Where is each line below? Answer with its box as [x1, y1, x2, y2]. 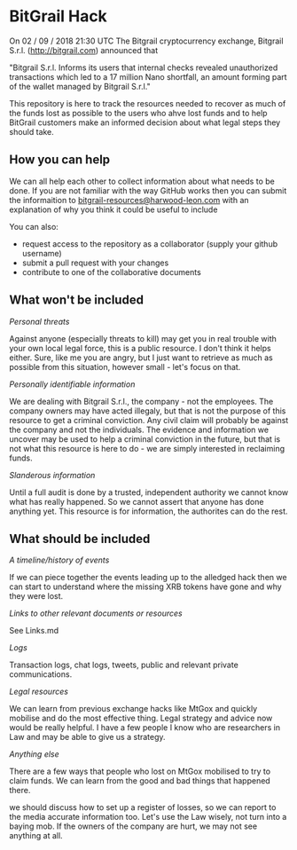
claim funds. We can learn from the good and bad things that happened [9, 775, 270, 786]
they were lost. [9, 591, 64, 602]
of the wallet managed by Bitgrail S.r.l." [9, 81, 151, 91]
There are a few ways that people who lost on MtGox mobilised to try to [9, 766, 271, 777]
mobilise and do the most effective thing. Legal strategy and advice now [9, 712, 273, 724]
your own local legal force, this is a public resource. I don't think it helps [9, 342, 272, 353]
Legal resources [9, 686, 69, 697]
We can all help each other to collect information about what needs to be [9, 176, 275, 186]
